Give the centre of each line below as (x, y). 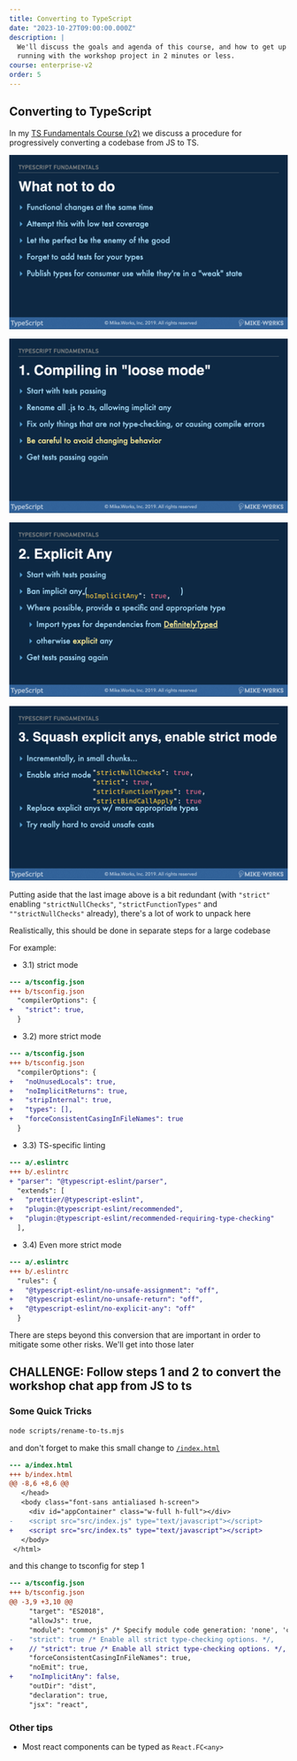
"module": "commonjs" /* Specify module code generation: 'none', (153, 1630)
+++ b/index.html (41, 1474)
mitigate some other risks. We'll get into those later (102, 1345)
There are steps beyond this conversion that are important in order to (135, 1335)
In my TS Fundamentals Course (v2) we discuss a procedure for (126, 133)
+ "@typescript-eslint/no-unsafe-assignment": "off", (114, 1290)
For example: (33, 947)
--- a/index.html (41, 1465)
